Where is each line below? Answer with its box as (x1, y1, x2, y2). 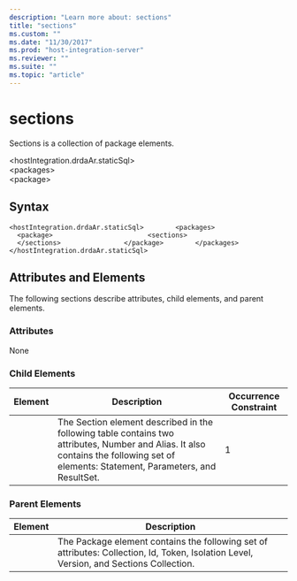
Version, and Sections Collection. (57, 558, 195, 570)
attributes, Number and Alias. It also (57, 438, 206, 450)
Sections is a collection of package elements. (9, 138, 175, 149)
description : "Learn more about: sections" (9, 12, 172, 22)
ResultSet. (57, 470, 100, 483)
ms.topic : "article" (9, 71, 86, 80)
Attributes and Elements (9, 270, 146, 285)
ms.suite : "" (9, 63, 57, 72)
